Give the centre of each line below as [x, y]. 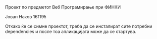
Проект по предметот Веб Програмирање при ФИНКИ [63, 7]
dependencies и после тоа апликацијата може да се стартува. [71, 31]
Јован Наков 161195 [26, 17]
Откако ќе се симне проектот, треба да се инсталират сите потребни [79, 26]
